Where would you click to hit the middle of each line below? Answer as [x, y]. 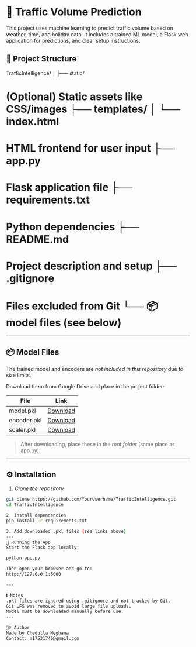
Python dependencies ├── [73, 227]
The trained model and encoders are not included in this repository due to [95, 369]
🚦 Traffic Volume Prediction [74, 12]
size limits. [19, 375]
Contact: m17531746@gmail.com [43, 638]
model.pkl [22, 411]
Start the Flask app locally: [43, 548]
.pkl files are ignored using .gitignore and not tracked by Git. [88, 601]
